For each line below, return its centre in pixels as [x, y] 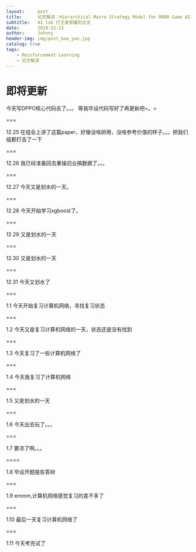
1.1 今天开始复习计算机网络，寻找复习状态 [56, 306]
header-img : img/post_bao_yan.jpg [48, 39]
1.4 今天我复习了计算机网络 [39, 377]
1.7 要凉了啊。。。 [25, 448]
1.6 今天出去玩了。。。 [31, 425]
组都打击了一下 [24, 139]
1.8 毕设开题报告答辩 [31, 472]
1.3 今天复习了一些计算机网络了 [43, 353]
